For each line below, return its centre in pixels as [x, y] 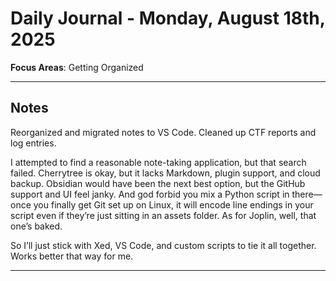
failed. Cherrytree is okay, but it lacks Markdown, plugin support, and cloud [165, 173]
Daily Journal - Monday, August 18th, [168, 18]
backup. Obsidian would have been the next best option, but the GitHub [158, 183]
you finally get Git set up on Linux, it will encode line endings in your [173, 204]
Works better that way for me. [72, 256]
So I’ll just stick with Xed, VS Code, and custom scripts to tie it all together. [163, 245]
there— [307, 194]
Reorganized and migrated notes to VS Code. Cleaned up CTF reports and [163, 132]
